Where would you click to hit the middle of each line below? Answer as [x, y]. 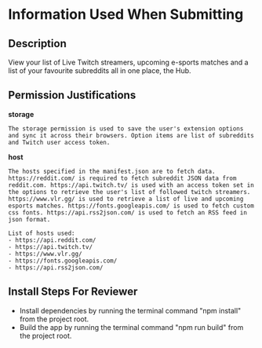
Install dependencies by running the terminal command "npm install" [130, 310]
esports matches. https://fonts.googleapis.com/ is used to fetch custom [131, 206]
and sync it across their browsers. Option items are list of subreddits [131, 135]
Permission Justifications [72, 95]
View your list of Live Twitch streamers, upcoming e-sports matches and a [128, 62]
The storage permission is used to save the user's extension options [126, 128]
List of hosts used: [42, 233]
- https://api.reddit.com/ [52, 240]
